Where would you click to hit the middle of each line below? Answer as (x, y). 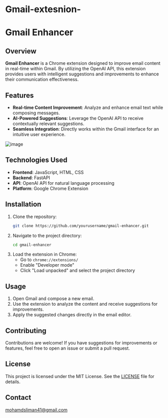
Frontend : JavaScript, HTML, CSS (48, 172)
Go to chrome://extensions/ (49, 260)
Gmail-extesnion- (43, 9)
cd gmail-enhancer (32, 245)
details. (13, 382)
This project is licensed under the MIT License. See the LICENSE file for (80, 376)
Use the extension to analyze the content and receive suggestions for (85, 304)
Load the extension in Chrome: (45, 255)
